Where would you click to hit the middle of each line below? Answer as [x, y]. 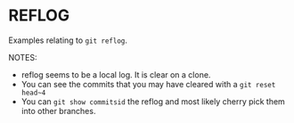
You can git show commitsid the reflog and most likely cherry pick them [153, 101]
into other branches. [58, 111]
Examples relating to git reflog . [68, 40]
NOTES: [23, 57]
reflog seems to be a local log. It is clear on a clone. [116, 74]
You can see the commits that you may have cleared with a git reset [148, 84]
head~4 [33, 93]
